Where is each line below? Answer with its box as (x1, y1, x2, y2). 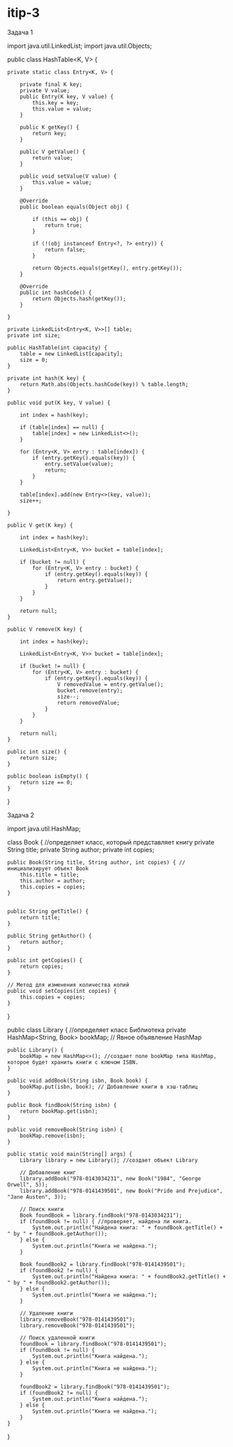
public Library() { (7, 1046, 64, 1054)
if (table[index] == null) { (20, 423, 105, 431)
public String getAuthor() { (7, 932, 92, 939)
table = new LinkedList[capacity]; (20, 350, 123, 358)
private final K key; (20, 80, 82, 88)
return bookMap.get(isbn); (20, 1108, 98, 1115)
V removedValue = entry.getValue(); (57, 681, 164, 688)
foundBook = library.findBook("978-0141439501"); (20, 1340, 167, 1348)
